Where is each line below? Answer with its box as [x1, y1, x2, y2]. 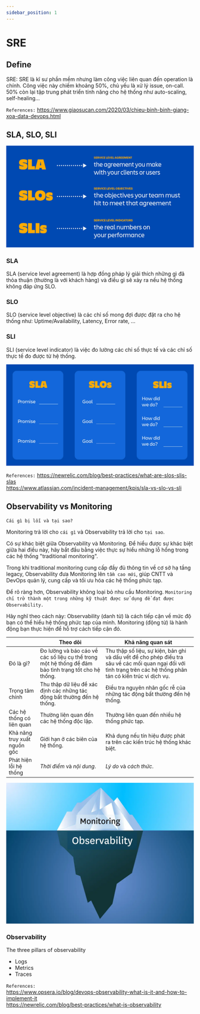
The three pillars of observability [6, 947, 86, 954]
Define [6, 60, 32, 70]
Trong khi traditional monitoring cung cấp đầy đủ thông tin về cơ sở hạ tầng [6, 564, 191, 572]
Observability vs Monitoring [6, 501, 112, 512]
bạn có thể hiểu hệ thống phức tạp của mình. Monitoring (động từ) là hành [6, 619, 188, 626]
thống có [8, 714, 31, 721]
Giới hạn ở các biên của [40, 735, 98, 742]
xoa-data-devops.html [6, 112, 61, 119]
